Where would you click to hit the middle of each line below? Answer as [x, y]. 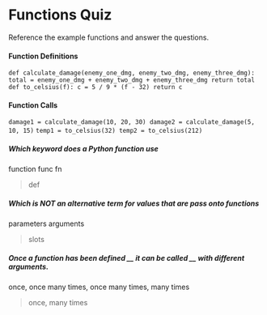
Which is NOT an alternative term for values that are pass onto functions [134, 203]
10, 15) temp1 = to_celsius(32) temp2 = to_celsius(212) [106, 131]
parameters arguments [47, 223]
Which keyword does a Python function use [84, 148]
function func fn [35, 169]
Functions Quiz [60, 15]
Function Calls [33, 105]
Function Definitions [43, 56]
